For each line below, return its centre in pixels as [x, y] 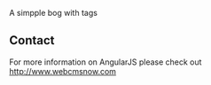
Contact [32, 40]
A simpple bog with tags [53, 13]
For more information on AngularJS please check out [105, 62]
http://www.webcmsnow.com [63, 71]
